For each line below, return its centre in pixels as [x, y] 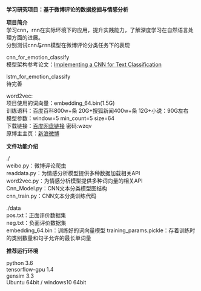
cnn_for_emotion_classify [38, 57]
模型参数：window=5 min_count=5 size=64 [61, 118]
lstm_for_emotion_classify [38, 76]
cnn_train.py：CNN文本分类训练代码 [51, 196]
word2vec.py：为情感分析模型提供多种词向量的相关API [75, 181]
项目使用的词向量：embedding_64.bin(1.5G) [61, 103]
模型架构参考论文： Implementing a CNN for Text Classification [84, 64]
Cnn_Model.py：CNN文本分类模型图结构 [57, 188]
